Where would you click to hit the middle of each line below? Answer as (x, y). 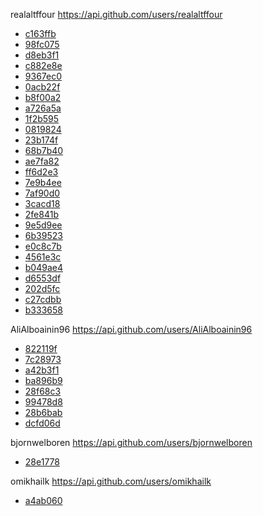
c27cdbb (43, 299)
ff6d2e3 (41, 172)
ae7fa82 (42, 161)
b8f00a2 (43, 97)
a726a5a (43, 108)
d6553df (43, 278)
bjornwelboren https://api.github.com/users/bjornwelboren (131, 442)
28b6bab (43, 412)
